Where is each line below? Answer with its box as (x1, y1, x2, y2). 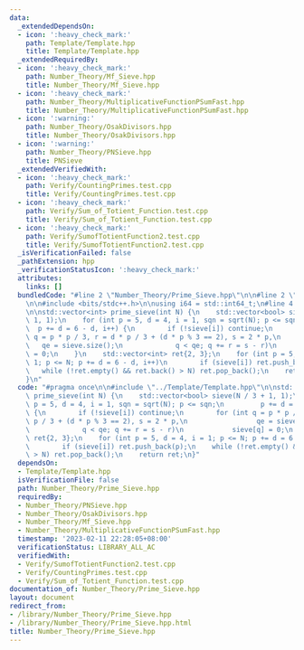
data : (9, 13, 30, 23)
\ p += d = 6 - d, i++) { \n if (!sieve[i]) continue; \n (25, 325, 273, 334)
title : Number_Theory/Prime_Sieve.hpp (9, 626, 156, 636)
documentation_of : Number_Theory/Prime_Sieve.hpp (9, 585, 201, 594)
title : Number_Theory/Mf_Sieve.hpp (25, 80, 160, 89)
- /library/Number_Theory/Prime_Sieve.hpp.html (9, 618, 193, 627)
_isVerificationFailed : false (17, 249, 131, 258)
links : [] (25, 282, 63, 291)
